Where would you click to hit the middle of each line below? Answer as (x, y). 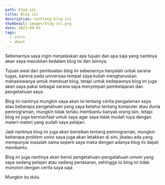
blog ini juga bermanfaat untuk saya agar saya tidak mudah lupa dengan (78, 117)
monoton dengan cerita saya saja (39, 167)
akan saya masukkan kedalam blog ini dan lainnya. (56, 61)
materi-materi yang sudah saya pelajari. (45, 122)
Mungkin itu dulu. (23, 177)
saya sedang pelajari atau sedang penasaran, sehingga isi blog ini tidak (77, 162)
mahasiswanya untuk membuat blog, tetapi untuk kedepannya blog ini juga (81, 81)
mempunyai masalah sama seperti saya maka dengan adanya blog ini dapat (82, 142)
